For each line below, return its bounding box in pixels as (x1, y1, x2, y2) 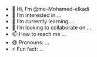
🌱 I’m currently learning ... (11, 18, 75, 24)
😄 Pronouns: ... (11, 39, 50, 46)
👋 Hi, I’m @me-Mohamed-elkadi (11, 6, 90, 12)
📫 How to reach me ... (11, 31, 66, 37)
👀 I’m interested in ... (11, 12, 62, 19)
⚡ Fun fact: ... (11, 45, 44, 52)
